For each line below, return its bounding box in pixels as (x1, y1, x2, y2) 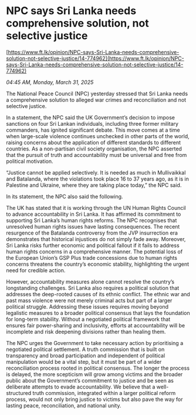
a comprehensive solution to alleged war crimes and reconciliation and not (6, 96, 187, 103)
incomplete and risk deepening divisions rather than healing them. (6, 328, 166, 335)
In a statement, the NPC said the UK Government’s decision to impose (6, 113, 175, 121)
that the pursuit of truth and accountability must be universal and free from (6, 151, 187, 158)
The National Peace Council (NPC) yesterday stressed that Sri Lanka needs (6, 90, 188, 97)
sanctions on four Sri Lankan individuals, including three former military (6, 120, 179, 127)
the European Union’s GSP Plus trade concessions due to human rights (6, 254, 178, 261)
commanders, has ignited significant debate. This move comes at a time (6, 126, 180, 133)
